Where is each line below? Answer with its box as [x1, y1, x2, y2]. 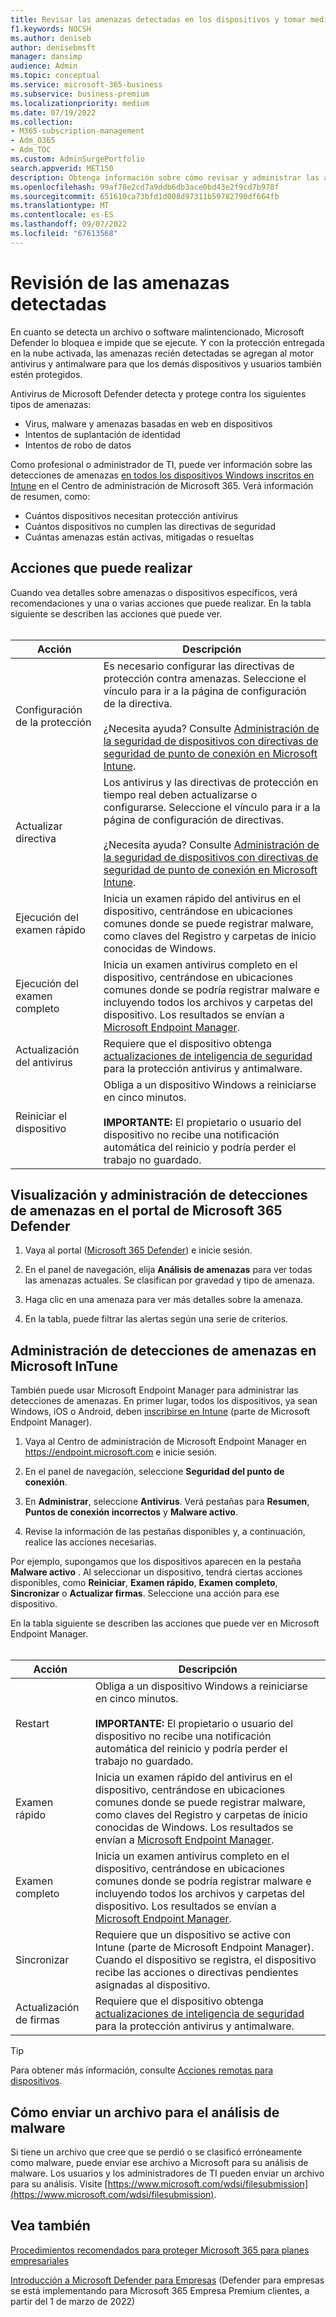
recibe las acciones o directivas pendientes [94, 1966, 299, 1980]
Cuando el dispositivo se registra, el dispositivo [94, 1953, 317, 1967]
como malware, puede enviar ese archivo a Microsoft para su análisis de [10, 2156, 309, 2168]
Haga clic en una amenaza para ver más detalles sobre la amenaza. [24, 1294, 304, 1306]
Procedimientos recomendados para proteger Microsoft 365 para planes [10, 2244, 310, 2256]
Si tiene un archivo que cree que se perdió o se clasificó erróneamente [10, 2146, 303, 2158]
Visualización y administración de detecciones [10, 1186, 308, 1203]
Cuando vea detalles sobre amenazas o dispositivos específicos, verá [10, 586, 298, 598]
